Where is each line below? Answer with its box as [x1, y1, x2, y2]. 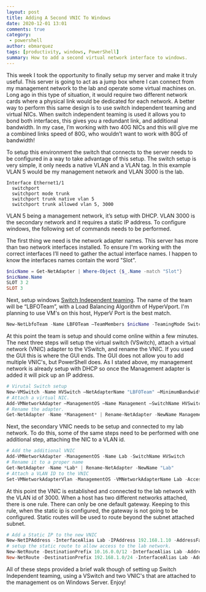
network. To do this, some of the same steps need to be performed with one [6, 430, 199, 437]
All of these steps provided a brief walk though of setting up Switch [6, 565, 177, 573]
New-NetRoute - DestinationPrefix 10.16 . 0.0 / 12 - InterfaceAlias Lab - [6, 549, 188, 555]
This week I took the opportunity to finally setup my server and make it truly [6, 71, 197, 78]
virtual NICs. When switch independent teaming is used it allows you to [6, 110, 186, 118]
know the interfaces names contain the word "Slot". [6, 256, 137, 264]
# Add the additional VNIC [6, 448, 75, 454]
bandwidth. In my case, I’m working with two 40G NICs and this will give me [6, 123, 198, 131]
